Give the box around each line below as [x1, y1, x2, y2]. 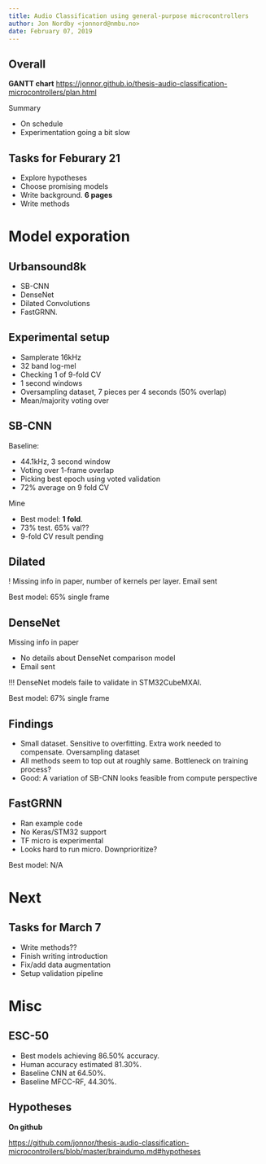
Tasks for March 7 [8, 921, 102, 934]
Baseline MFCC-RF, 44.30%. [20, 1076, 117, 1087]
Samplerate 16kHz [20, 352, 81, 362]
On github [8, 1122, 43, 1131]
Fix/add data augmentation [20, 960, 111, 969]
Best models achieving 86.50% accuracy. [20, 1051, 160, 1061]
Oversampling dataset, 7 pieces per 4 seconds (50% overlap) [20, 387, 227, 396]
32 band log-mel [20, 361, 76, 370]
